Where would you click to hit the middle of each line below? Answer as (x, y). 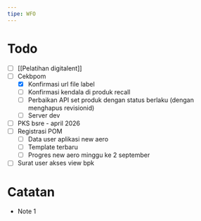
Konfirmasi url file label (61, 84)
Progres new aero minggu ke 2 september (89, 155)
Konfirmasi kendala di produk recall (79, 91)
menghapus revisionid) (61, 108)
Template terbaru (53, 147)
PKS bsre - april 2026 (49, 123)
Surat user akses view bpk (56, 163)
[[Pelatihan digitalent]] (50, 68)
